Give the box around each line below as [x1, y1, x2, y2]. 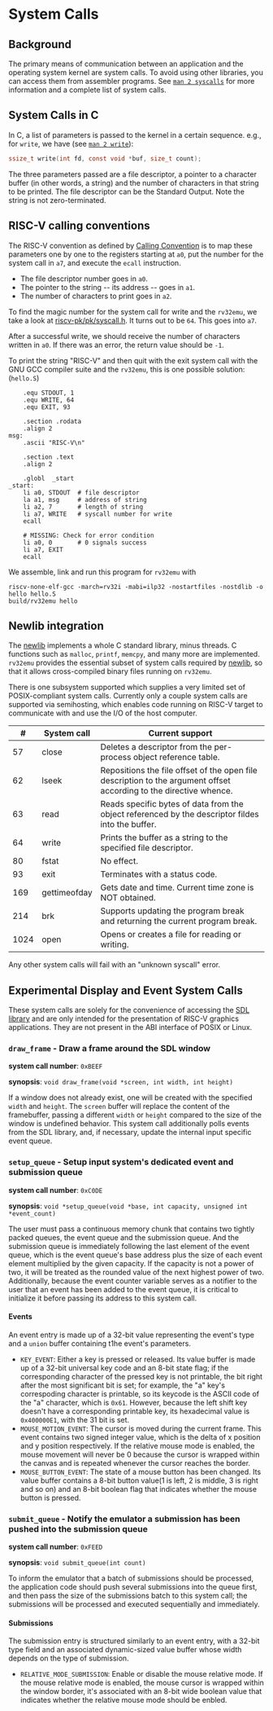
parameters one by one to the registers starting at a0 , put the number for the [8, 249, 264, 259]
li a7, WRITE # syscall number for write [23, 510, 173, 518]
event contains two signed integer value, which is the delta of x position [19, 1432, 261, 1442]
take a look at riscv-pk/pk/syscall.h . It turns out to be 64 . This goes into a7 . [8, 315, 258, 325]
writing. [100, 939, 129, 950]
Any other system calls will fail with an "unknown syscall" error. [8, 960, 221, 970]
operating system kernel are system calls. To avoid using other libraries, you [8, 68, 264, 77]
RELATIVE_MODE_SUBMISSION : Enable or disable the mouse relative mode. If [19, 1669, 263, 1679]
